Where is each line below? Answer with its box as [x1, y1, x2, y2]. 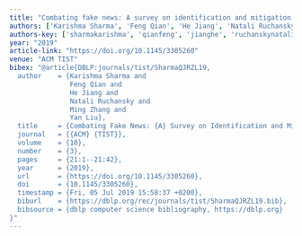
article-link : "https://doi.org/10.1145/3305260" [9, 47, 200, 56]
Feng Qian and [69, 80, 123, 89]
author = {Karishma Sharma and [17, 72, 147, 81]
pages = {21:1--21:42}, [17, 154, 123, 164]
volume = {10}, [17, 138, 87, 147]
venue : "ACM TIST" [9, 55, 78, 64]
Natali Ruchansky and [69, 96, 151, 106]
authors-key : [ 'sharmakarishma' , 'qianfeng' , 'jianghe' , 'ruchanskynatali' [9, 30, 299, 39]
